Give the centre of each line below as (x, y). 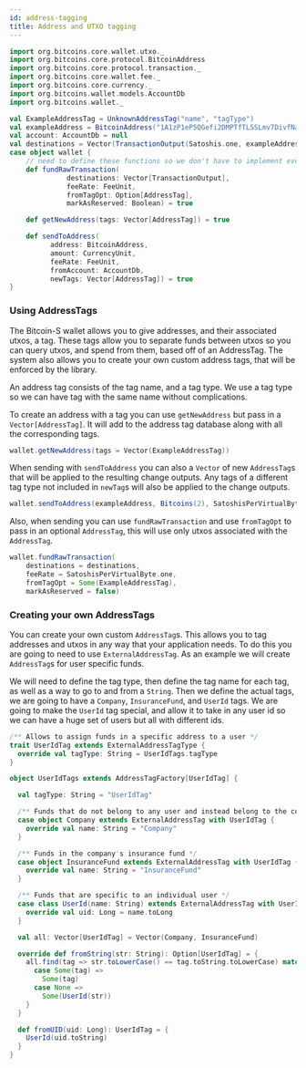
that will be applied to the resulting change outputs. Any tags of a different (149, 477)
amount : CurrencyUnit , (93, 253)
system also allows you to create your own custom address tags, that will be (153, 359)
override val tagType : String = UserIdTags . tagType (118, 753)
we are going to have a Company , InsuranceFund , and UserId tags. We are (144, 700)
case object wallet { (51, 153)
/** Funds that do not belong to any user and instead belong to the (152, 812)
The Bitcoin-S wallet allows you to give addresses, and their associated (143, 330)
